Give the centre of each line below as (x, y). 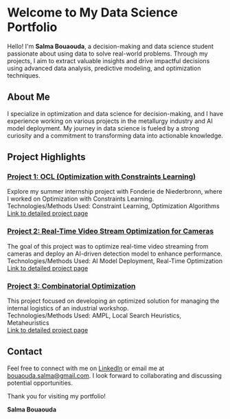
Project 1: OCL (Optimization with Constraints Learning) (102, 177)
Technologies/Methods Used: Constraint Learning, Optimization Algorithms (113, 206)
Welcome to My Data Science (93, 13)
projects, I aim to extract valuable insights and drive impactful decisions (108, 60)
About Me (28, 97)
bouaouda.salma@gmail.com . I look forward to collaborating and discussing (114, 375)
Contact (25, 352)
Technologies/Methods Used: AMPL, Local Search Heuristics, (94, 316)
